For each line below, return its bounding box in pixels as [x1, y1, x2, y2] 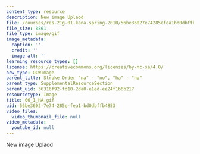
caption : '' [11, 42, 42, 48]
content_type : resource [6, 8, 65, 15]
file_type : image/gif [6, 31, 60, 37]
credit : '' [11, 48, 39, 54]
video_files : [6, 108, 39, 114]
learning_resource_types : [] [6, 58, 79, 64]
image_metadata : [6, 36, 46, 42]
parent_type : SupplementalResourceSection [6, 81, 113, 87]
